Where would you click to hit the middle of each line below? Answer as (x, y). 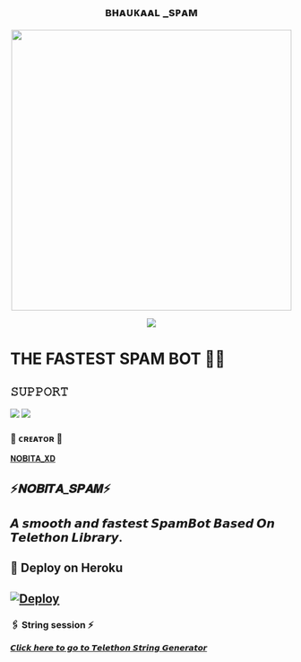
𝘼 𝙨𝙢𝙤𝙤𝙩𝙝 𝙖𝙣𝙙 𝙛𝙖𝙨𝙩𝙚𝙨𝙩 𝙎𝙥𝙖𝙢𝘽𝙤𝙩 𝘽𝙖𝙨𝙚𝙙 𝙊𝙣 (143, 523)
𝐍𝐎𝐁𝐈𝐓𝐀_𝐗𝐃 (33, 459)
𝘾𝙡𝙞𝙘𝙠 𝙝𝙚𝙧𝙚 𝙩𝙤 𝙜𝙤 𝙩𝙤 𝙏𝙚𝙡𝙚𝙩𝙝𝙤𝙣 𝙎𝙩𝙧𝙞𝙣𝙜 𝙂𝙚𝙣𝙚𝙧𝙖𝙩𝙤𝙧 (109, 648)
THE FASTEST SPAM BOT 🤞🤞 (118, 358)
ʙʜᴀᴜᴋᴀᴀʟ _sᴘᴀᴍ (151, 12)
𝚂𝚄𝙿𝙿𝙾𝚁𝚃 (39, 392)
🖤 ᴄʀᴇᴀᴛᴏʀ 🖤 (37, 438)
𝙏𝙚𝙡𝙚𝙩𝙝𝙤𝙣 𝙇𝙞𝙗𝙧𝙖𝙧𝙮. (67, 538)
